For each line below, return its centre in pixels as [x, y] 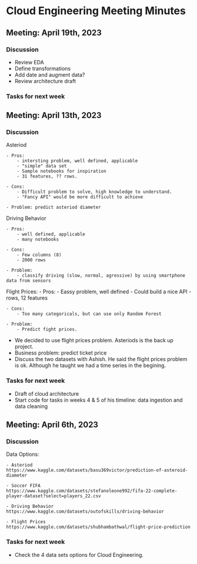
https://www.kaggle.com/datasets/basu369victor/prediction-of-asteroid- [97, 470]
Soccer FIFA [26, 486]
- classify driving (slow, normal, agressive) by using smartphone [101, 276]
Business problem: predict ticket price [61, 353]
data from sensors [29, 281]
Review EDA [29, 62]
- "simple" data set [42, 166]
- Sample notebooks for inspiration [62, 171]
